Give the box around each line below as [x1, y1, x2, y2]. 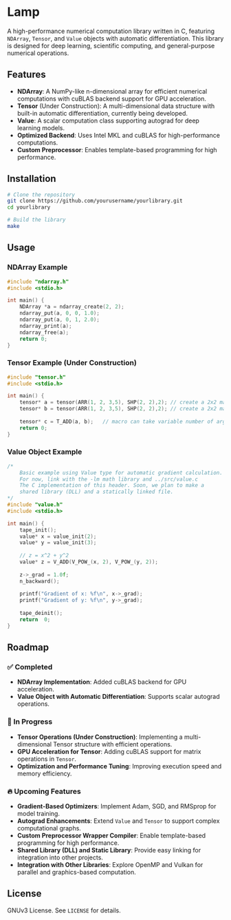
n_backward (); [19, 578, 60, 585]
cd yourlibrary [7, 204, 51, 211]
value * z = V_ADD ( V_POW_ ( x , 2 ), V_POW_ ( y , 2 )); [19, 558, 158, 565]
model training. [16, 810, 60, 817]
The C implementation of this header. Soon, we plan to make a [19, 482, 205, 489]
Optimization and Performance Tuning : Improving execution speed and [16, 762, 222, 770]
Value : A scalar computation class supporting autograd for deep [16, 116, 199, 125]
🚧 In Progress [7, 717, 53, 726]
